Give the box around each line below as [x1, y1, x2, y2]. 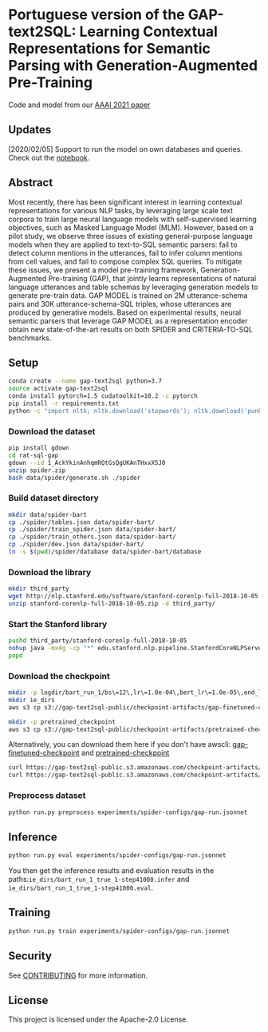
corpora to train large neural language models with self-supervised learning [8, 214, 257, 224]
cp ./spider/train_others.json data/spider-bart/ [8, 533, 177, 541]
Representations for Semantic [8, 40, 211, 58]
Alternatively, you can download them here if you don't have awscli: [8, 740, 231, 749]
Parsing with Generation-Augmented [8, 57, 258, 75]
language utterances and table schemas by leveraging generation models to [8, 282, 258, 292]
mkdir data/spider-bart [8, 510, 88, 518]
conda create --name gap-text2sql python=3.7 [8, 377, 162, 385]
